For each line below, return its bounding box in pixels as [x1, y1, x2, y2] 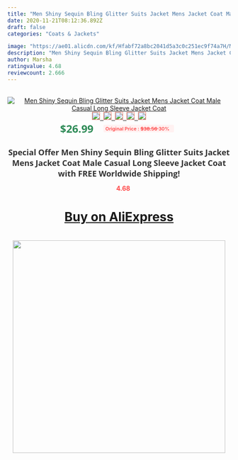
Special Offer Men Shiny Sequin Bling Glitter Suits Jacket [8, 146, 230, 158]
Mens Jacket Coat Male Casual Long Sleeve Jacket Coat [11, 157, 227, 169]
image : [7, 43, 27, 50]
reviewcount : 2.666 [7, 69, 65, 77]
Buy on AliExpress [64, 209, 174, 225]
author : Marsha [7, 56, 52, 64]
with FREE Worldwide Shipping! [57, 167, 181, 179]
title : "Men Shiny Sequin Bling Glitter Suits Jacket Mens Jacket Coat [7, 10, 223, 18]
